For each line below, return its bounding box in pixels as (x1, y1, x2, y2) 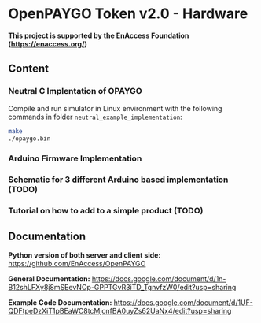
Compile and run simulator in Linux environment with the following (8, 103, 222, 113)
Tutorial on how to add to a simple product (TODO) (8, 206, 204, 217)
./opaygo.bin (8, 135, 51, 143)
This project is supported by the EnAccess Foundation (8, 31, 189, 40)
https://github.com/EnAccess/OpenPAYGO (8, 258, 146, 268)
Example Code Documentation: (8, 297, 112, 307)
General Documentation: (8, 273, 90, 284)
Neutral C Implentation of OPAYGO (8, 86, 143, 97)
